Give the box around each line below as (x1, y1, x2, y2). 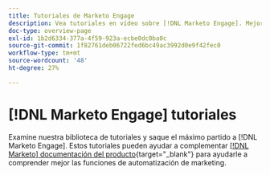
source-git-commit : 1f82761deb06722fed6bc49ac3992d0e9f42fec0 (8, 42, 221, 50)
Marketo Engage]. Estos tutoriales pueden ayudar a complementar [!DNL (8, 140, 249, 150)
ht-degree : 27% (8, 64, 59, 72)
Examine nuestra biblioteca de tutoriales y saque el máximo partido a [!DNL (8, 132, 258, 141)
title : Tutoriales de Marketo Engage (8, 11, 135, 20)
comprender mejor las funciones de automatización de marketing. (8, 157, 227, 167)
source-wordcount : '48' (8, 57, 88, 65)
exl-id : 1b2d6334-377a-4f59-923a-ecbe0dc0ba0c (8, 34, 167, 43)
